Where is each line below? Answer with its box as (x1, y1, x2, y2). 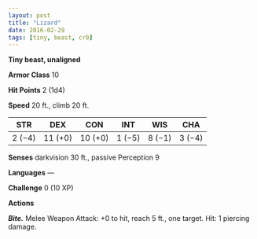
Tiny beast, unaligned (8, 55, 81, 64)
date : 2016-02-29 (8, 26, 65, 34)
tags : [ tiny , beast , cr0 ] (8, 33, 93, 42)
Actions (8, 198, 35, 208)
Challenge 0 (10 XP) (8, 183, 74, 193)
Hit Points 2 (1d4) (8, 86, 65, 95)
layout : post (8, 11, 51, 20)
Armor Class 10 (8, 70, 60, 79)
